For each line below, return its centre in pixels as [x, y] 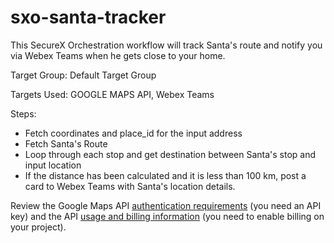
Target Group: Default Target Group [83, 75]
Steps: [23, 113]
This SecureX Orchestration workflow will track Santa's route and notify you [166, 45]
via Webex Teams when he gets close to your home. [118, 55]
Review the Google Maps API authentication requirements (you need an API [166, 205]
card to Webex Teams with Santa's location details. [130, 186]
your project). [38, 227]
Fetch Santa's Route [66, 143]
